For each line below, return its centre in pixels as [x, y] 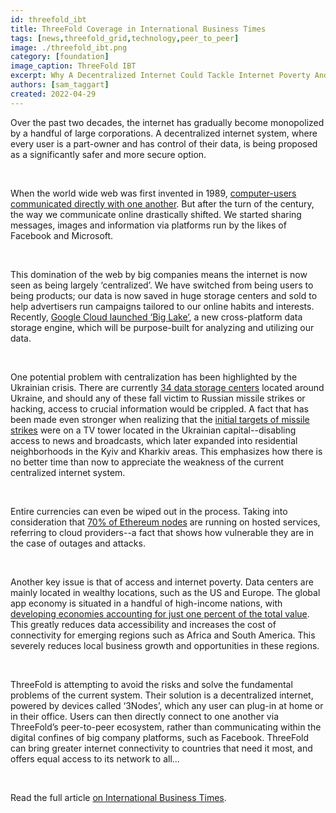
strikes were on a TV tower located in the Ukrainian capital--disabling [153, 430]
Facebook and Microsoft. [62, 235]
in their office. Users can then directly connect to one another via [144, 716]
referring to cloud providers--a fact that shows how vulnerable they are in [162, 532]
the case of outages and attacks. [78, 543]
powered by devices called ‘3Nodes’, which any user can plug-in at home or [167, 705]
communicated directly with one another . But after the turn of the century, [162, 203]
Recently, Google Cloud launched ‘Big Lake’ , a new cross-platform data [156, 317]
